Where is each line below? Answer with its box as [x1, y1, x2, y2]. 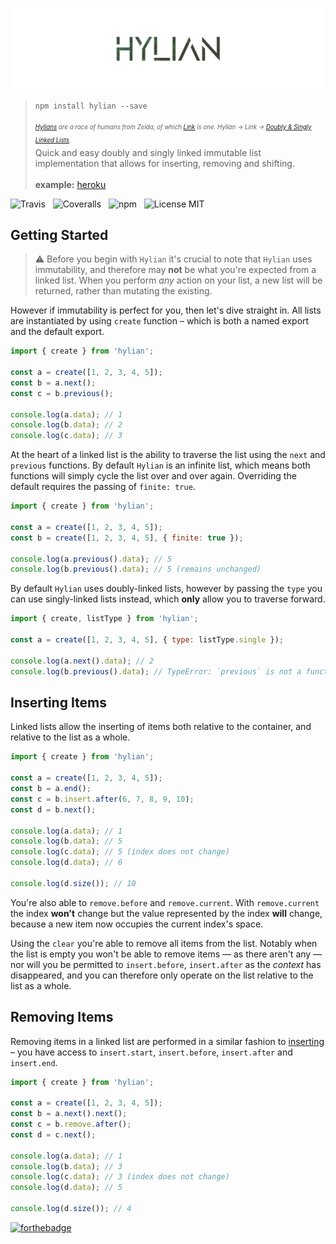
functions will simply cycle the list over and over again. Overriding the [10, 470, 297, 482]
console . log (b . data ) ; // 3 [10, 1161, 123, 1172]
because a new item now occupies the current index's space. [10, 918, 264, 930]
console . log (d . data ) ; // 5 [10, 1183, 123, 1193]
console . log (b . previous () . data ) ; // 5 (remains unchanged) [10, 564, 262, 575]
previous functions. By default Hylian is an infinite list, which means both [10, 459, 311, 472]
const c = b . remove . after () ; [10, 1119, 132, 1130]
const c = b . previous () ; [10, 388, 114, 398]
